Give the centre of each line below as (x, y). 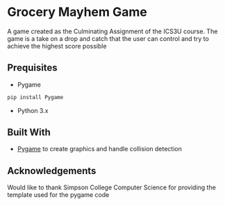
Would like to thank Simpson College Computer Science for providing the (112, 187)
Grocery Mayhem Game (77, 12)
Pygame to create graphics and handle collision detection (99, 149)
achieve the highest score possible (57, 46)
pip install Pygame (35, 97)
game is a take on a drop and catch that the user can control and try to (108, 38)
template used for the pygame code (58, 195)
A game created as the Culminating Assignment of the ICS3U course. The (112, 31)
